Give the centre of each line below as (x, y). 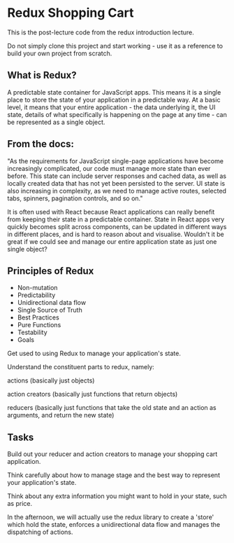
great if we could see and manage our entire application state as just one (112, 241)
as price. (20, 504)
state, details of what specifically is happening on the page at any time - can (117, 114)
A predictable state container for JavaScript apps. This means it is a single (114, 92)
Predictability (36, 295)
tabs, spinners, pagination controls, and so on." (75, 198)
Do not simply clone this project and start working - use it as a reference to (115, 46)
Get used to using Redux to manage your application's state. (94, 353)
